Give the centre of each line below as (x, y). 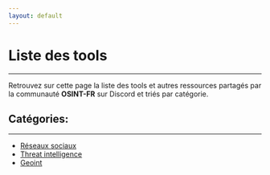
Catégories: (39, 118)
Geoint (31, 163)
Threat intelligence (51, 154)
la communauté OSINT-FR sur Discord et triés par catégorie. (108, 94)
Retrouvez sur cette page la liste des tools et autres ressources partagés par (135, 85)
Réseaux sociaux (48, 146)
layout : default (35, 16)
